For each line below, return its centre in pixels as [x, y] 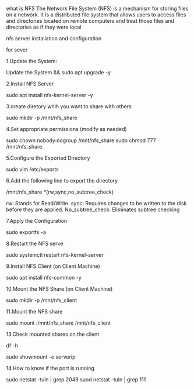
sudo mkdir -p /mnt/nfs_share [42, 118]
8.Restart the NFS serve [35, 243]
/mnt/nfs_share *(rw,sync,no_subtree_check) [60, 192]
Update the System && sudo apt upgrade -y [59, 72]
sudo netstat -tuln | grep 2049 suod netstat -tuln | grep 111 [76, 379]
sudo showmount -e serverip [41, 357]
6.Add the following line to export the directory [62, 180]
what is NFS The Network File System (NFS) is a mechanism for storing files [97, 8]
